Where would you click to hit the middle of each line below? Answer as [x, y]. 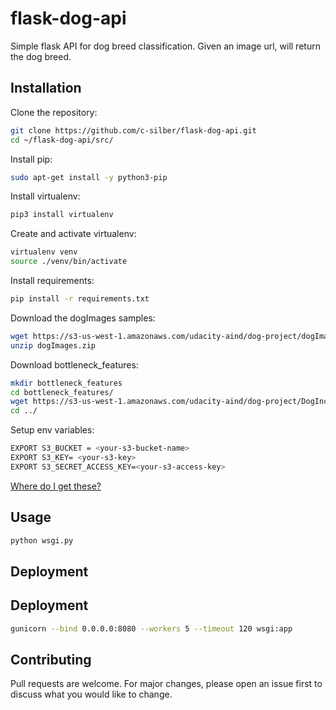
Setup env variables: [52, 430]
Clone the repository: [54, 112]
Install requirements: [52, 280]
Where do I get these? [56, 486]
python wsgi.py [42, 540]
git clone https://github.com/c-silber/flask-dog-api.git [133, 130]
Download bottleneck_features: [74, 364]
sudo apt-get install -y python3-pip [89, 177]
